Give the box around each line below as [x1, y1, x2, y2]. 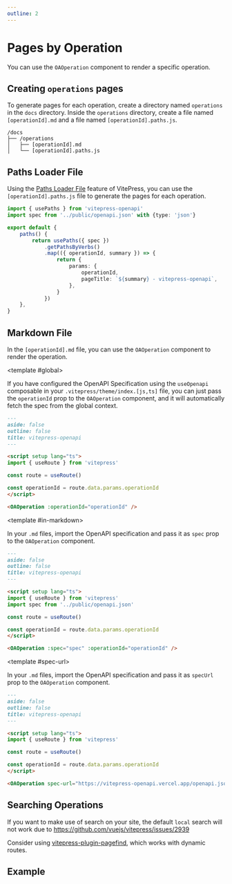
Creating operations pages [7, 82, 124, 94]
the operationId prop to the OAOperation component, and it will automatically [7, 394, 225, 402]
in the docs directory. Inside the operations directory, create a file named [7, 109, 214, 117]
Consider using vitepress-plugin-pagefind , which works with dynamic [7, 838, 206, 847]
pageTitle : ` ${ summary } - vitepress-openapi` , [81, 275, 217, 282]
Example [7, 865, 46, 877]
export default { [7, 224, 57, 231]
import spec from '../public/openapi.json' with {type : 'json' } [7, 212, 196, 219]
